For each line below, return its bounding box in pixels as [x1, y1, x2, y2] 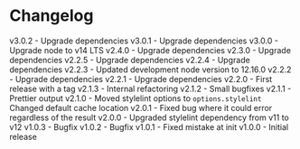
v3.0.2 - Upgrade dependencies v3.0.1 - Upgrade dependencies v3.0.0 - [9, 35, 278, 46]
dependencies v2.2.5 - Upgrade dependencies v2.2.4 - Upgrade [9, 54, 250, 65]
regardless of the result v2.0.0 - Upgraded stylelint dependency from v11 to [9, 112, 289, 123]
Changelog [9, 5, 94, 26]
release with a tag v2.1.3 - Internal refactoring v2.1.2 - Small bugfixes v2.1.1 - [9, 83, 292, 94]
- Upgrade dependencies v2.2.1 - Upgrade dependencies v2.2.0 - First [9, 73, 273, 84]
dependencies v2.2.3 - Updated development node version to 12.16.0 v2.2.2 [9, 64, 292, 75]
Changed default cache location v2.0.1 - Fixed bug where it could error [9, 102, 273, 113]
